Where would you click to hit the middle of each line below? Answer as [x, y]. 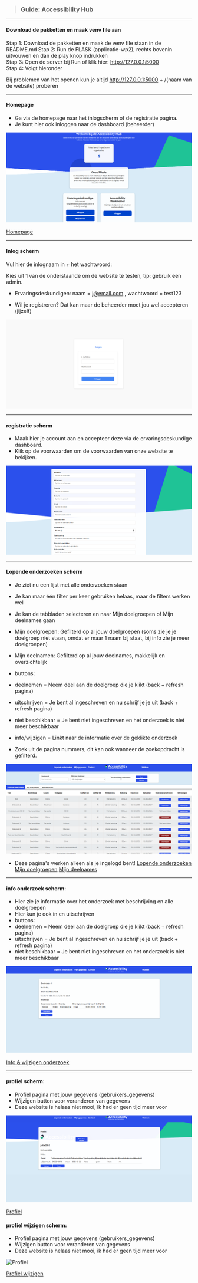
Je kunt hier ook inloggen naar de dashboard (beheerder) [85, 124]
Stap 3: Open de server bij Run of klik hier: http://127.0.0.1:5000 [82, 62]
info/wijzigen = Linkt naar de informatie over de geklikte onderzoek [96, 738]
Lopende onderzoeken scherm [44, 572]
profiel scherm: [26, 1081]
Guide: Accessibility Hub [57, 9]
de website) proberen [32, 85]
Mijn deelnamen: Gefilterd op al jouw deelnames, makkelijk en [90, 655]
